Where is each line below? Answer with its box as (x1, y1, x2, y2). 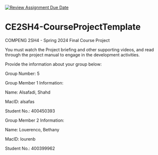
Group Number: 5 (5, 70, 40, 76)
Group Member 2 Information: (5, 117, 64, 123)
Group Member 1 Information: (5, 80, 64, 85)
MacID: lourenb (5, 136, 36, 142)
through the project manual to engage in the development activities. (5, 52, 140, 57)
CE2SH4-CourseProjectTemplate (5, 22, 141, 32)
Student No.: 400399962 (5, 145, 55, 151)
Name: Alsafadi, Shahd (5, 89, 51, 95)
